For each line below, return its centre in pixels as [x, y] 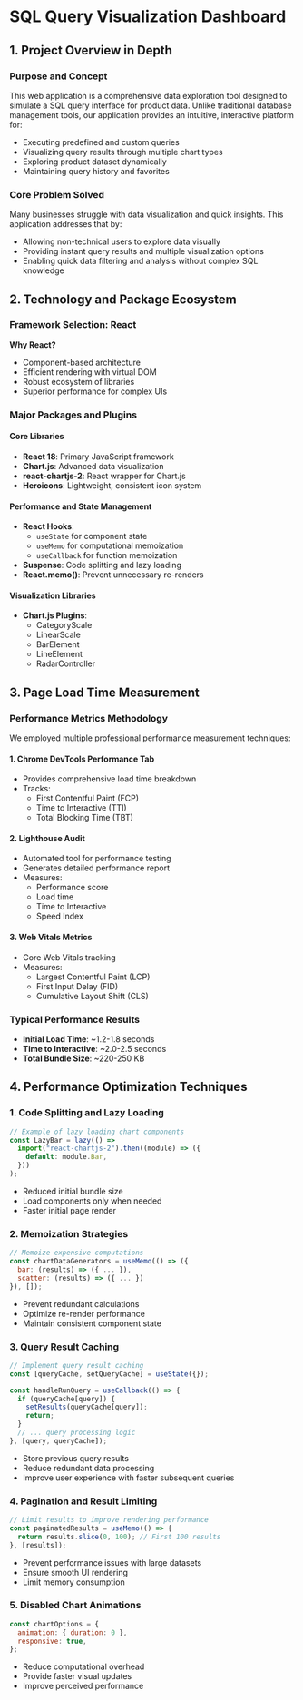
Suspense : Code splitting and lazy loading [102, 565]
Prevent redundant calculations [81, 1303]
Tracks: [37, 789]
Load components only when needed [92, 1201]
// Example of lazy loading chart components [97, 1132]
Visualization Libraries [53, 595]
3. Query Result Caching [64, 1347]
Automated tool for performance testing [97, 859]
